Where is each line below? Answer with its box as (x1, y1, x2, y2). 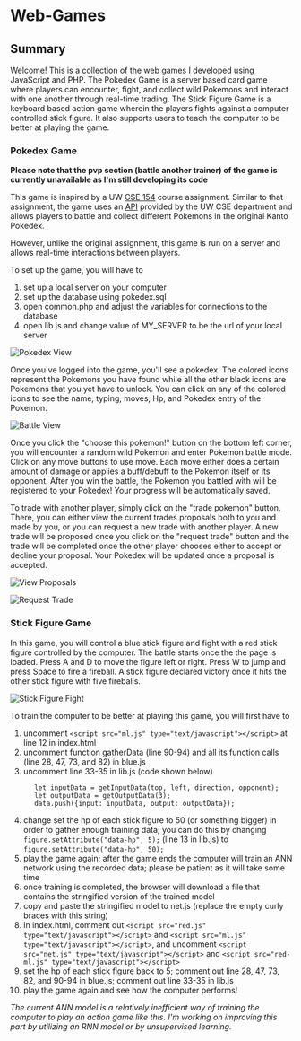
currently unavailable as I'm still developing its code (10, 174, 209, 185)
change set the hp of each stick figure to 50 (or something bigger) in (22, 814, 277, 826)
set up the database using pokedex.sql (22, 292, 167, 302)
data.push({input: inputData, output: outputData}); (33, 799, 236, 808)
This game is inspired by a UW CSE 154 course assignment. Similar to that (10, 192, 284, 203)
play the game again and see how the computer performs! (22, 984, 238, 995)
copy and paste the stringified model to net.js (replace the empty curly (22, 900, 284, 911)
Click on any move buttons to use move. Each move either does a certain (10, 457, 279, 468)
